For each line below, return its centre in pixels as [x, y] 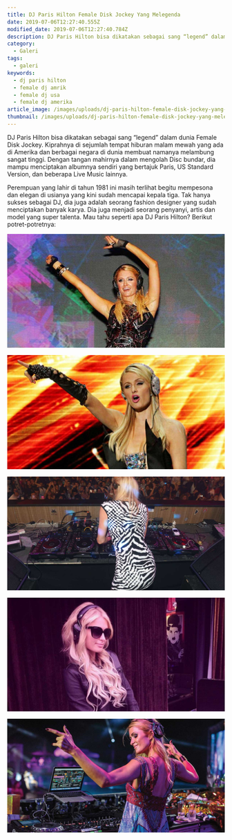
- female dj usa [37, 95]
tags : [15, 59]
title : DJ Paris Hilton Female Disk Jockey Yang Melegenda [94, 15]
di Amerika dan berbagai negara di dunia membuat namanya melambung [111, 152]
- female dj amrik [40, 88]
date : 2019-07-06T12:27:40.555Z [54, 22]
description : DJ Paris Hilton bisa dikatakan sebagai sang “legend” [108, 37]
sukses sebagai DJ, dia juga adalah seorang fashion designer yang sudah [112, 202]
